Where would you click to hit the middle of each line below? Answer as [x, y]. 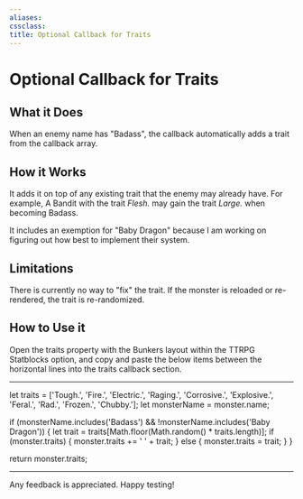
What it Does [46, 112]
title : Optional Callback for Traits [80, 34]
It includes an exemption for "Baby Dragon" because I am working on [138, 230]
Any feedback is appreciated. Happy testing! [92, 485]
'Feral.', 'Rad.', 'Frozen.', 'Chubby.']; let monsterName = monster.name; [140, 404]
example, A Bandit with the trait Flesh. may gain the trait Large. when [138, 203]
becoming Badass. [44, 213]
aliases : [26, 18]
